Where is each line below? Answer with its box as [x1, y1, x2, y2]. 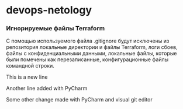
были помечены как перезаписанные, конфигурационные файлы [6, 56, 169, 63]
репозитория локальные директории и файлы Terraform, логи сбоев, [6, 44, 178, 51]
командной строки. [6, 62, 54, 69]
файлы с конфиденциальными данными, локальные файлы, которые [6, 50, 177, 57]
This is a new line [6, 73, 48, 80]
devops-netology [6, 3, 92, 17]
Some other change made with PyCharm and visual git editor [6, 96, 153, 103]
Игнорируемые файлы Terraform [6, 24, 105, 33]
